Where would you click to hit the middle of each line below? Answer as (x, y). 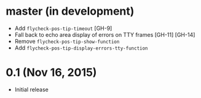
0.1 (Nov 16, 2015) (51, 73)
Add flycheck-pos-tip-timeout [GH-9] (63, 28)
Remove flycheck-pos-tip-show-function (67, 41)
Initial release (31, 89)
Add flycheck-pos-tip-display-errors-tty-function (81, 48)
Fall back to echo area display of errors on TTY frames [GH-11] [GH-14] (105, 34)
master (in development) (70, 11)
